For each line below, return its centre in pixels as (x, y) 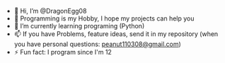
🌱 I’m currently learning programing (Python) (79, 26)
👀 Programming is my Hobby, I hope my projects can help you (104, 18)
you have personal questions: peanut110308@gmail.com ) (98, 44)
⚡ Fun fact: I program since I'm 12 (63, 52)
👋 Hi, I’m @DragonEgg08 (50, 11)
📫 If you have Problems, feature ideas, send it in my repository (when (116, 34)
